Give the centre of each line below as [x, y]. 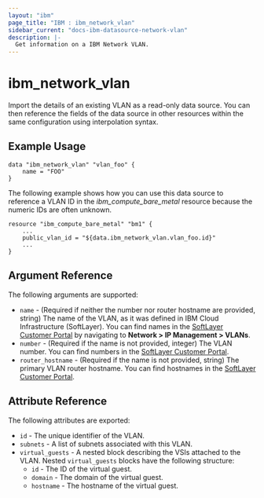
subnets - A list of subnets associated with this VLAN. [106, 444]
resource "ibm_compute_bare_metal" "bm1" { [81, 224]
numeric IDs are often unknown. [60, 210]
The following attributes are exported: [69, 420]
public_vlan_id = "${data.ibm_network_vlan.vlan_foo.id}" [119, 238]
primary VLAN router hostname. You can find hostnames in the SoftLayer [137, 368]
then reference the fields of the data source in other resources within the [126, 114]
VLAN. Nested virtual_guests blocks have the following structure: [127, 460]
